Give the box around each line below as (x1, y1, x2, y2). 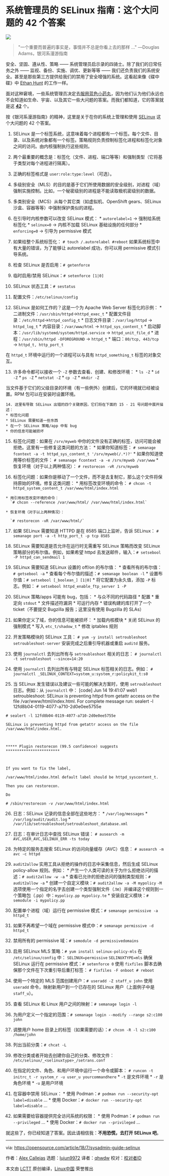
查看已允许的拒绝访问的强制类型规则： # (69, 873, 151, 879)
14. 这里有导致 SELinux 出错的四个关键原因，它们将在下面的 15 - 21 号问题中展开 (6, 402, 160, 407)
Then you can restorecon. (6, 783, 60, 789)
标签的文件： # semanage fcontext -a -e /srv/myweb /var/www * (26, 457, 158, 463)
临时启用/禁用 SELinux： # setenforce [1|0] (13, 272, 104, 279)
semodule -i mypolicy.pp (13, 898, 65, 903)
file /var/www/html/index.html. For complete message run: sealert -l (13, 698, 153, 704)
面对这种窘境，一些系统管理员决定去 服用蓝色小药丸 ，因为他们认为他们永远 (6, 90, 159, 96)
